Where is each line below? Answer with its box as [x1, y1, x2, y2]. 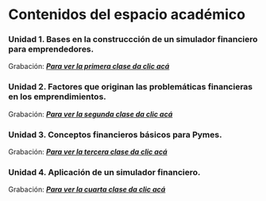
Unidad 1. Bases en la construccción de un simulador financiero [8, 34, 258, 45]
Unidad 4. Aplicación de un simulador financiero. [8, 167, 201, 177]
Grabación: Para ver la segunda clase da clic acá [8, 109, 173, 119]
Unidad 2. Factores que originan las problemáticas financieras [8, 82, 253, 93]
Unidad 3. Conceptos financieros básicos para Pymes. [8, 129, 222, 140]
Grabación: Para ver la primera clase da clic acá [8, 62, 170, 71]
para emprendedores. [8, 44, 94, 55]
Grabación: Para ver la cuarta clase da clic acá [8, 184, 166, 195]
